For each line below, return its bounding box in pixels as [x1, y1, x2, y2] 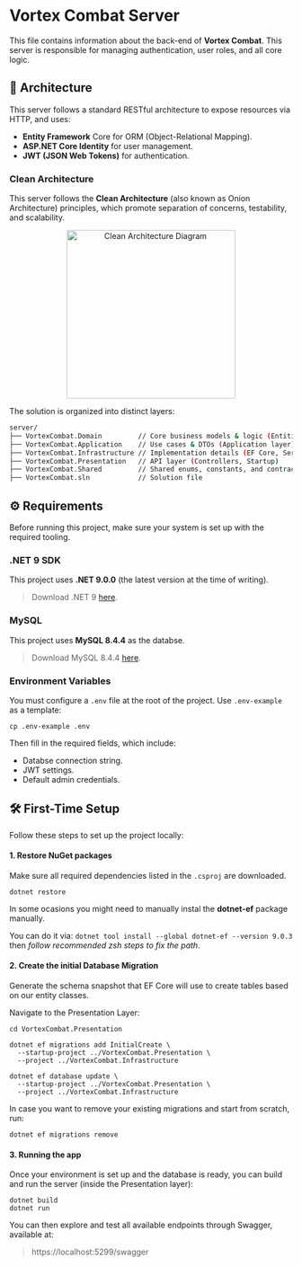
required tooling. [9, 531, 71, 542]
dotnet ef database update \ [9, 1072, 119, 1081]
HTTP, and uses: [9, 113, 71, 124]
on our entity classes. [9, 990, 90, 1001]
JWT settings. [22, 765, 75, 775]
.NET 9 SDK [9, 553, 61, 566]
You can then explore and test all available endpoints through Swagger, [9, 1219, 273, 1231]
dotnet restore [9, 887, 67, 897]
